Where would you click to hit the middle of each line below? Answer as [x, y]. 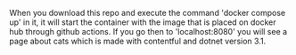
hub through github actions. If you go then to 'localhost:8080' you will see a [148, 31]
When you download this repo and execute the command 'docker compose [148, 13]
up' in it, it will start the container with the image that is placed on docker [143, 22]
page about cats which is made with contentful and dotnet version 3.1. [138, 41]
